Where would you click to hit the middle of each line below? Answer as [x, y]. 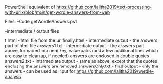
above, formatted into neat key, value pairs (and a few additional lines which [81, 51]
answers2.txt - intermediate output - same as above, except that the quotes [81, 61]
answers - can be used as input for [40, 71]
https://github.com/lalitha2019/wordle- [115, 71]
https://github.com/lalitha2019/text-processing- [104, 7]
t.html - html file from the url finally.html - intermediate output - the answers [81, 40]
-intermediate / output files [32, 31]
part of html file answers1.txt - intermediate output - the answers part [75, 45]
